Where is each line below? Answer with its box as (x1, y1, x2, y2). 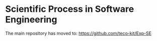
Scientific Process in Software (5, 3, 134, 15)
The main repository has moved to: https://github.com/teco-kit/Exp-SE (5, 30, 152, 36)
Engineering (5, 14, 57, 25)
